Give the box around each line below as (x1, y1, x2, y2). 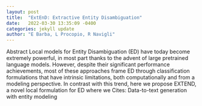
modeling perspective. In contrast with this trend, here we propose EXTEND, (6, 80, 197, 88)
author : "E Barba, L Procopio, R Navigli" (6, 31, 115, 38)
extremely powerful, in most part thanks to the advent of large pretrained (6, 55, 189, 62)
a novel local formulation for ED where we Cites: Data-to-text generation (6, 87, 187, 94)
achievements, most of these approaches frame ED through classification (6, 67, 190, 75)
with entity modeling (6, 93, 58, 101)
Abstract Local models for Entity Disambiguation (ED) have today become (6, 48, 190, 55)
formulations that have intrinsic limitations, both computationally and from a (6, 74, 195, 81)
